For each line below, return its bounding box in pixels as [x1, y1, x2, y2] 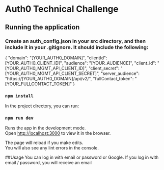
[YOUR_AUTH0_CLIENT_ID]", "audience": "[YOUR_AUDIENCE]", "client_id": [5, 60, 157, 66]
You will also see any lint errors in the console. [5, 145, 99, 151]
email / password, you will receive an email [5, 160, 92, 166]
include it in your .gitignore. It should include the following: [5, 44, 149, 50]
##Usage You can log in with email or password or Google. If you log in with [5, 154, 159, 160]
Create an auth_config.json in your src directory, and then [5, 38, 146, 45]
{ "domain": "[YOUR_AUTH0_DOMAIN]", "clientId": [5, 55, 107, 61]
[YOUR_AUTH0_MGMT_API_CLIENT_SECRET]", [5, 70, 100, 76]
